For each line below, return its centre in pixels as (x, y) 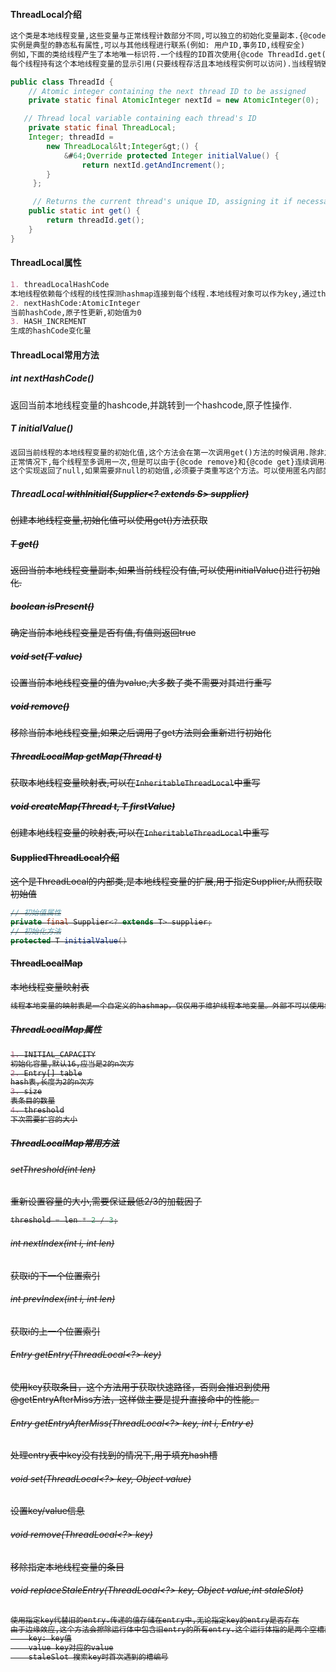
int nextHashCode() (52, 378)
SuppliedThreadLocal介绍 (65, 857)
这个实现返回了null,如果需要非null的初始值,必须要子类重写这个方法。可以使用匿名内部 (166, 471)
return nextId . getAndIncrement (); (153, 165)
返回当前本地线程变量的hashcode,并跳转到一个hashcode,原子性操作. (151, 405)
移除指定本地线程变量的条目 (67, 1566)
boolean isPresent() (52, 606)
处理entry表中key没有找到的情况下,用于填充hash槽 (114, 1455)
